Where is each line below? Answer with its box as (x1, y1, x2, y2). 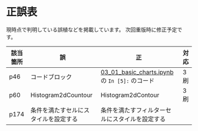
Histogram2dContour (100, 91, 160, 99)
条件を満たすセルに (30, 106, 84, 114)
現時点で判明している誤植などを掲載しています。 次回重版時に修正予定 (6, 26, 177, 33)
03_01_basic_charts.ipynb (100, 68, 174, 76)
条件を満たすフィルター (100, 106, 166, 114)
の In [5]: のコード (100, 76, 155, 84)
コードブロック (30, 73, 72, 81)
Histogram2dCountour (30, 91, 93, 99)
